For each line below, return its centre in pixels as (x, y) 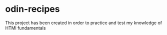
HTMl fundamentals (25, 28)
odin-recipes (32, 9)
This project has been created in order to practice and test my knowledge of (84, 23)
